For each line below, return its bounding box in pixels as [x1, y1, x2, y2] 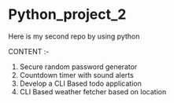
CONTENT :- [8, 46, 50, 56]
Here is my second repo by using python [8, 31, 140, 41]
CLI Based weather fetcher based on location [19, 86, 167, 96]
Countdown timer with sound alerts [19, 70, 134, 79]
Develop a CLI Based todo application [19, 79, 142, 88]
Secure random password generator [19, 61, 138, 72]
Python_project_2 [8, 6, 127, 24]
